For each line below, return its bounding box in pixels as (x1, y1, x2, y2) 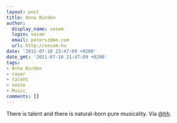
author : (6, 20, 26, 26)
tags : (6, 59, 20, 65)
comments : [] (6, 93, 40, 99)
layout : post (6, 8, 40, 15)
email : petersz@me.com (12, 37, 69, 43)
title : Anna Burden (6, 15, 56, 21)
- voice (6, 82, 26, 88)
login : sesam (12, 32, 45, 38)
